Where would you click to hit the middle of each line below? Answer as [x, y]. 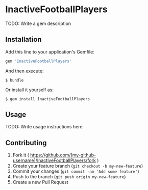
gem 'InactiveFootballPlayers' [39, 61]
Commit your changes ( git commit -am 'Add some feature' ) [76, 171]
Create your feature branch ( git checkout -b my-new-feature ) [78, 166]
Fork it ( [21, 155]
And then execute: [24, 71]
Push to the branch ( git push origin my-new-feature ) [69, 177]
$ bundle [15, 80]
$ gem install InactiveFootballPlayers [48, 99]
